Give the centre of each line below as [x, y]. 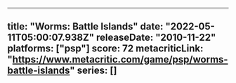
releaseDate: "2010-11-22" [156, 38]
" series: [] [93, 71]
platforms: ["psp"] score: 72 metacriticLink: [105, 49]
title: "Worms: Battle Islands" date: [85, 26]
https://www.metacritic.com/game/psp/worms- [120, 59]
